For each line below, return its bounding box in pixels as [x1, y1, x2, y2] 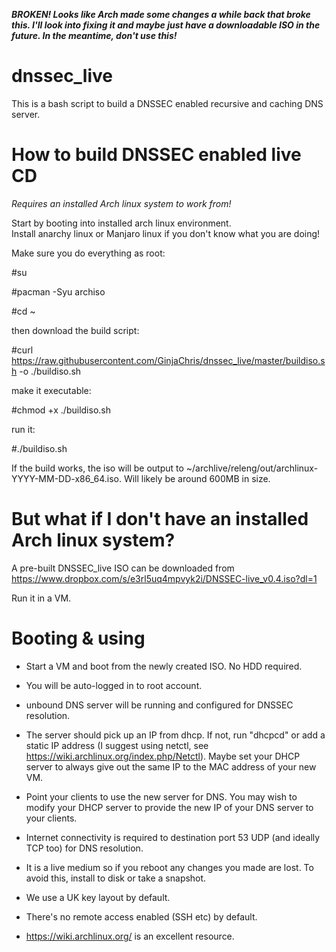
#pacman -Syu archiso [11, 285, 106, 298]
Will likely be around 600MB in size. [123, 472, 271, 484]
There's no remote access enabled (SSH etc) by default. [25, 910, 258, 923]
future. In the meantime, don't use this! [11, 30, 178, 41]
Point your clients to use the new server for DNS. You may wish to [25, 790, 298, 803]
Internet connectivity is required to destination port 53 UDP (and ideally [25, 831, 321, 843]
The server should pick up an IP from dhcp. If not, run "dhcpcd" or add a [25, 729, 326, 741]
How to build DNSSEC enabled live [11, 144, 302, 166]
